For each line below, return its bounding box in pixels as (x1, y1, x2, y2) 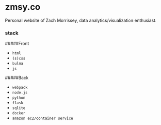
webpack (12, 85, 28, 90)
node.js (12, 90, 28, 95)
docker (12, 111, 26, 116)
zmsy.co (5, 1, 41, 13)
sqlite (12, 106, 26, 110)
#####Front (5, 41, 29, 47)
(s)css (12, 56, 26, 61)
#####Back (5, 75, 29, 81)
